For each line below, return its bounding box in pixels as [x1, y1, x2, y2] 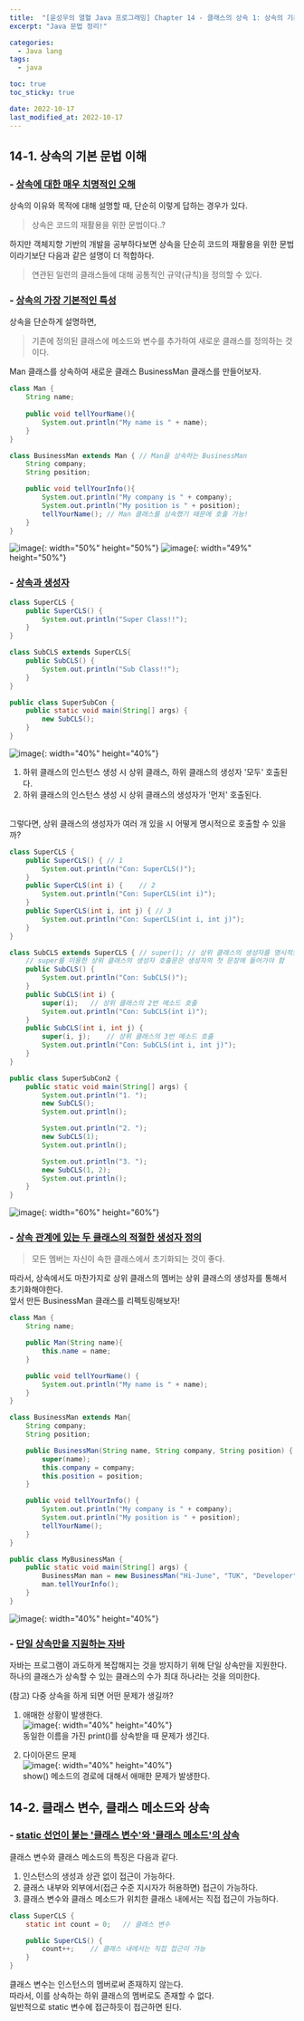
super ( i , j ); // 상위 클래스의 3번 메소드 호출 [42, 1032, 214, 1041]
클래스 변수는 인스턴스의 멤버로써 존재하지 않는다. [9, 1979, 184, 1990]
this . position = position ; [42, 1471, 144, 1480]
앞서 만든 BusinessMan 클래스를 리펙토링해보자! [9, 1296, 181, 1307]
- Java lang [17, 46, 63, 55]
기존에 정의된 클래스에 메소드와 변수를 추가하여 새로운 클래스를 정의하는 [31, 336, 283, 347]
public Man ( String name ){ [25, 1338, 124, 1347]
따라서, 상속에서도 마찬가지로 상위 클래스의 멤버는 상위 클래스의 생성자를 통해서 [9, 1273, 288, 1284]
